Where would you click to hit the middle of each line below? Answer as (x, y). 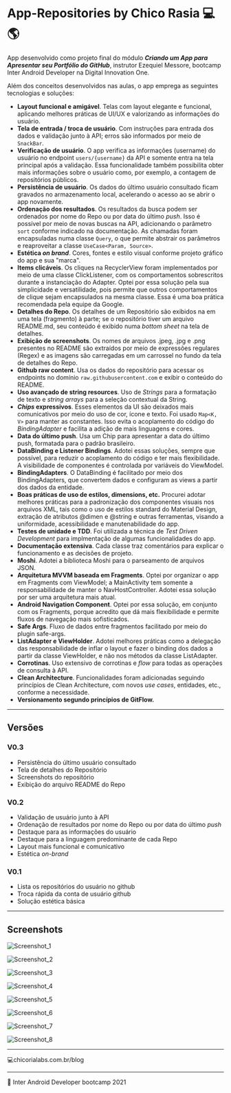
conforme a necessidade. (53, 692)
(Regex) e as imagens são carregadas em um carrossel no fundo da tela (119, 355)
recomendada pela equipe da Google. (70, 304)
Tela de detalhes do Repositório (62, 770)
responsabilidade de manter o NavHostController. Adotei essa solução (117, 589)
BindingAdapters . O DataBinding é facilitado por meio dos (100, 472)
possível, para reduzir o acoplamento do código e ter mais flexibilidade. (118, 458)
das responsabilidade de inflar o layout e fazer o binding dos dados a (115, 648)
